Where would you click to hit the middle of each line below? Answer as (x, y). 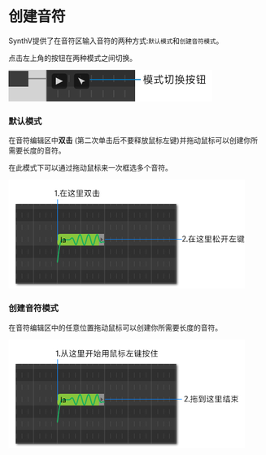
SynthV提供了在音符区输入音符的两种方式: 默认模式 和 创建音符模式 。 (116, 41)
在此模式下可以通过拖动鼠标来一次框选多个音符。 (90, 168)
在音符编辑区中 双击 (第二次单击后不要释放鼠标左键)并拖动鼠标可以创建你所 (133, 141)
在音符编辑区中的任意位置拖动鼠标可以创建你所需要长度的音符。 (115, 327)
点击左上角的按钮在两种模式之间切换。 (72, 58)
